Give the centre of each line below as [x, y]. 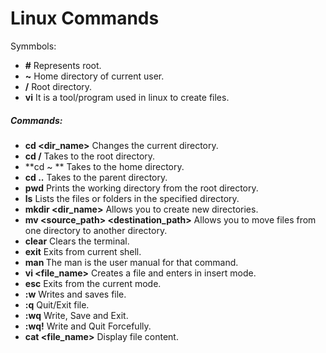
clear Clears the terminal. [77, 241]
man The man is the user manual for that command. [131, 262]
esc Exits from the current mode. [93, 283]
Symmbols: [33, 46]
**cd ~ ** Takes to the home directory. [104, 166]
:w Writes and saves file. [75, 294]
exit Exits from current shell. [83, 251]
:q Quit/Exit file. [57, 304]
